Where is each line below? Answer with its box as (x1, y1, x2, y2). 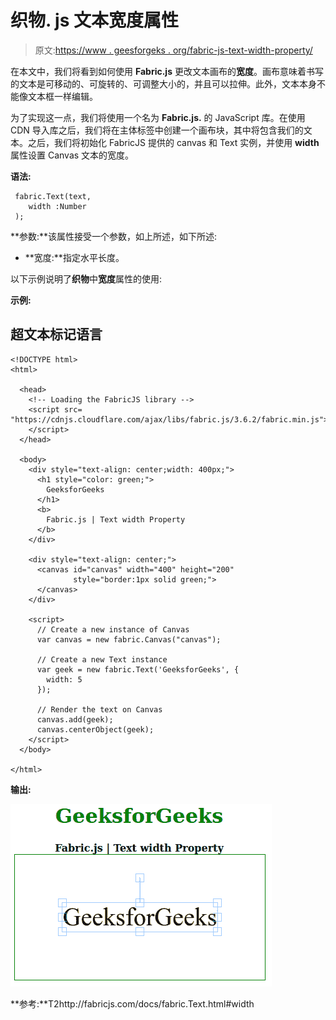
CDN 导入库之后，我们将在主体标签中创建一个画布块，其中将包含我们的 (10, 124, 304, 136)
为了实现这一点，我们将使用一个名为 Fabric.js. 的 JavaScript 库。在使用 (10, 111, 306, 123)
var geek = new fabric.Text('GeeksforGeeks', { (36, 664, 240, 675)
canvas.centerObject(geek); (36, 724, 155, 735)
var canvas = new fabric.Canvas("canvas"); (36, 634, 222, 645)
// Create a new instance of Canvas (36, 624, 190, 635)
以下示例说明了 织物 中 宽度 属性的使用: (10, 272, 163, 285)
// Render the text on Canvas (36, 704, 163, 715)
